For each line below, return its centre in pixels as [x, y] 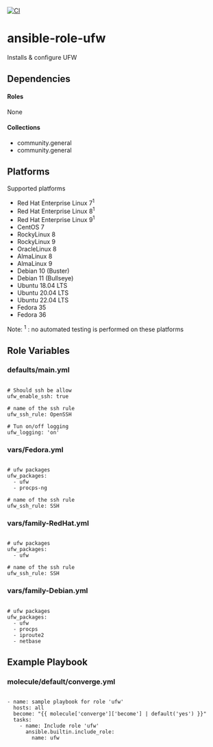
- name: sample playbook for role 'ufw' [66, 702]
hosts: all [29, 708]
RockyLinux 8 [36, 234]
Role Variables [38, 350]
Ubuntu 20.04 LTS [43, 293]
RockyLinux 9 [36, 241]
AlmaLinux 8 [35, 256]
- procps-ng [30, 488]
